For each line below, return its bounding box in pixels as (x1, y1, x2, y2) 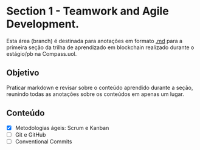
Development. (6, 17, 80, 31)
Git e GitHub (15, 131, 46, 138)
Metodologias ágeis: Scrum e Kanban (15, 124, 109, 131)
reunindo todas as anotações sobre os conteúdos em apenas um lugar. (6, 90, 184, 98)
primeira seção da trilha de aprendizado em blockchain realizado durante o (6, 44, 195, 51)
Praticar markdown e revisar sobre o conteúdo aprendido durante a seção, (6, 84, 193, 91)
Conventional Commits (15, 138, 72, 145)
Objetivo (6, 68, 40, 78)
